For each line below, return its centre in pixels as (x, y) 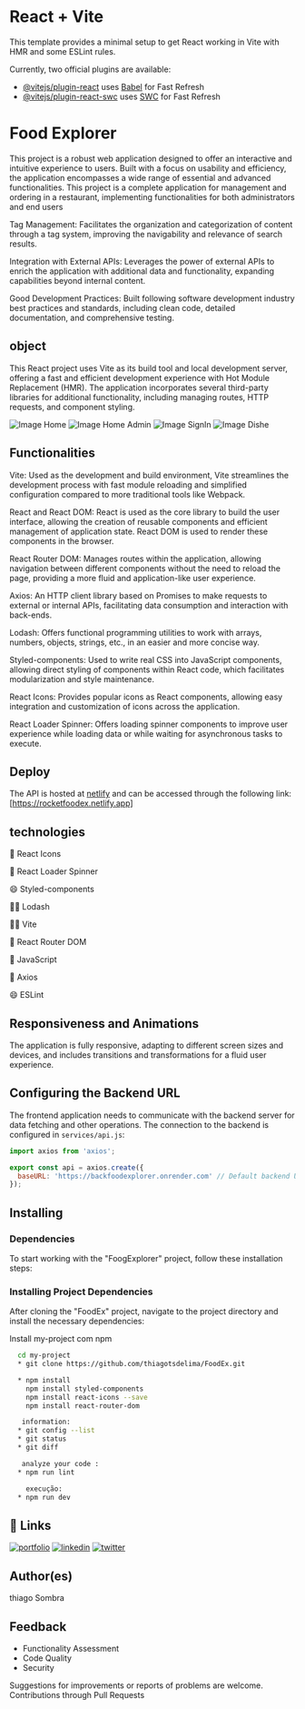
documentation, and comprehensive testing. (92, 317)
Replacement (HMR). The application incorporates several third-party (139, 387)
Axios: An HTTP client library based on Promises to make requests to (138, 595)
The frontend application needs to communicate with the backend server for (152, 1115)
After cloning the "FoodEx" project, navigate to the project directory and (144, 1312)
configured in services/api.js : (67, 1134)
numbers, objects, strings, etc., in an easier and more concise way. (135, 642)
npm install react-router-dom (83, 1406)
